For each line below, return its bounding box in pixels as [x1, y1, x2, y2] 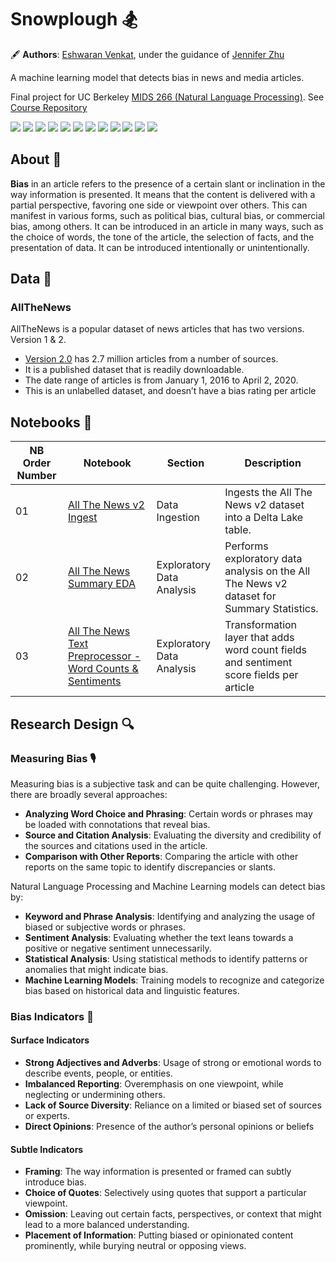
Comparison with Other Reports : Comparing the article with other [24, 850, 299, 862]
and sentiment [224, 656, 293, 670]
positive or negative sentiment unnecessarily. [24, 942, 212, 954]
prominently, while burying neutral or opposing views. [24, 1240, 247, 1252]
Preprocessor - [67, 649, 142, 663]
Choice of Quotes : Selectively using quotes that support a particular [24, 1187, 307, 1199]
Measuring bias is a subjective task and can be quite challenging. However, [10, 777, 320, 790]
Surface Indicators [10, 1034, 90, 1046]
